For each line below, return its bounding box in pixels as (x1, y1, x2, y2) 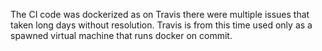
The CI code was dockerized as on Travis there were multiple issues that (10, 9, 310, 20)
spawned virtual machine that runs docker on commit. (10, 30, 233, 41)
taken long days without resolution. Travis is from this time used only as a (10, 19, 313, 31)
